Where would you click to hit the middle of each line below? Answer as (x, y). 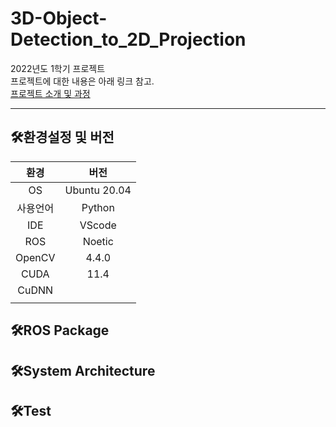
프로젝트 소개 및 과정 (50, 93)
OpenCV (35, 257)
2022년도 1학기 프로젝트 (58, 68)
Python (98, 207)
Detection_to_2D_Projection (128, 39)
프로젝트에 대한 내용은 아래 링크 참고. (82, 81)
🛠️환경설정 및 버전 (62, 137)
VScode (98, 225)
